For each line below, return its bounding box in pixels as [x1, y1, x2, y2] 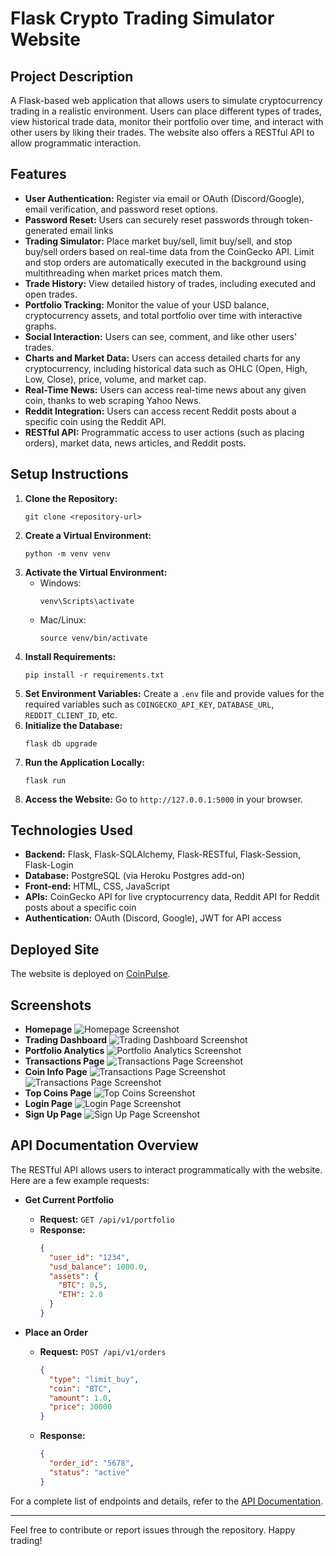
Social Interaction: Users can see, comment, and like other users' [24, 330, 298, 342]
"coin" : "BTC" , [48, 1383, 113, 1394]
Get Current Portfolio [24, 1193, 115, 1206]
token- [286, 213, 314, 226]
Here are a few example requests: [10, 1174, 150, 1186]
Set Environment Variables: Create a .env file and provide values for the [24, 687, 325, 699]
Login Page [24, 1098, 73, 1110]
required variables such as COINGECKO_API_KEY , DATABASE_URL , [24, 698, 275, 710]
